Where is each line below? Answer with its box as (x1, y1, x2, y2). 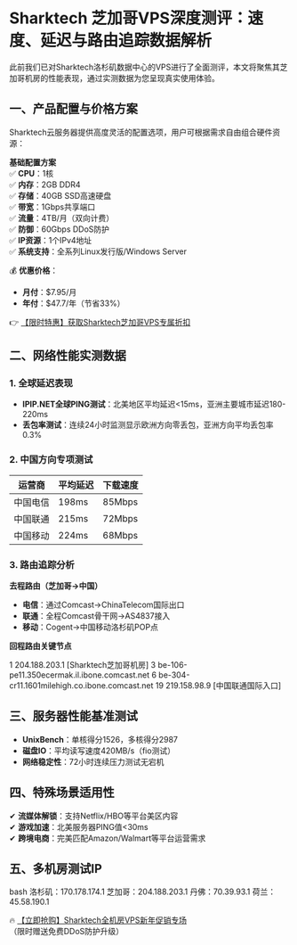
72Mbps (102, 512, 139, 524)
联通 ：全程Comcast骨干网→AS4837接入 (21, 611, 171, 621)
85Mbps (102, 496, 139, 508)
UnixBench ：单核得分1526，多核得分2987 (21, 734, 178, 744)
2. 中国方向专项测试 (9, 454, 93, 466)
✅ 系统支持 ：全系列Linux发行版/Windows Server (9, 246, 187, 257)
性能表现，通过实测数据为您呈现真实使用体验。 (47, 72, 220, 83)
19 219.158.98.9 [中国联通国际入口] (155, 680, 282, 691)
